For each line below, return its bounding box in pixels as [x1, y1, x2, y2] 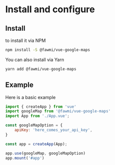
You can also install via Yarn [5, 56, 64, 62]
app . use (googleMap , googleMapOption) [5, 151, 86, 156]
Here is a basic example [5, 94, 56, 100]
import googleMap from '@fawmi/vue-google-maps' [5, 109, 111, 114]
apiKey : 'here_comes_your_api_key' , [14, 128, 93, 133]
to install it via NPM [5, 37, 46, 43]
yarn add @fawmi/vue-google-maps [5, 66, 77, 72]
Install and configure [5, 4, 95, 15]
